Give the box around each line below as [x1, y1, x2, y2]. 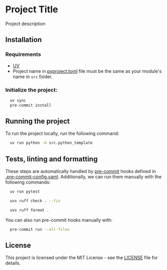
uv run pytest [10, 189, 40, 195]
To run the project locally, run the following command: [5, 130, 119, 137]
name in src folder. [12, 73, 53, 80]
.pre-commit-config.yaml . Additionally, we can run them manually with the [5, 173, 162, 180]
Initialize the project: [5, 86, 58, 93]
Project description [5, 21, 46, 27]
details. [5, 260, 21, 266]
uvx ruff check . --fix [10, 199, 60, 204]
